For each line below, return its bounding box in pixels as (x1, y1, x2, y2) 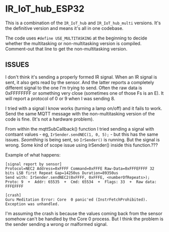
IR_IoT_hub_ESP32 (5, 3, 85, 15)
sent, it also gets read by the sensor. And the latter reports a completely (5, 79, 154, 85)
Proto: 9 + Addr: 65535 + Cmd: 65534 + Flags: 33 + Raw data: (5, 179, 157, 184)
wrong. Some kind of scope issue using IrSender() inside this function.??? (5, 142, 158, 148)
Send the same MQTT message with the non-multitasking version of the (5, 110, 155, 117)
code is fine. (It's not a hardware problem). (5, 116, 94, 122)
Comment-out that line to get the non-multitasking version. (5, 46, 128, 52)
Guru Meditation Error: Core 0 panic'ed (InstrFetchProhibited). (5, 197, 148, 202)
